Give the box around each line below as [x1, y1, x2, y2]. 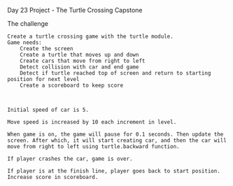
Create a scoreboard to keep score [20, 82, 124, 89]
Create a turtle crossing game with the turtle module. [7, 33, 174, 40]
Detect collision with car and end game [20, 64, 139, 71]
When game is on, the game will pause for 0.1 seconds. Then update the [7, 131, 224, 138]
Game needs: [7, 39, 42, 46]
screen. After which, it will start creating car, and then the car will [7, 137, 227, 144]
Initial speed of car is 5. [7, 106, 90, 113]
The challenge [7, 20, 49, 27]
